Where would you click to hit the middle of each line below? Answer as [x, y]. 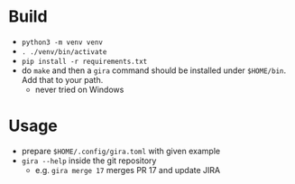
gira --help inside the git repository [89, 161]
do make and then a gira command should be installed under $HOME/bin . [153, 70]
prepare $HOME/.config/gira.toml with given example [121, 151]
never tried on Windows [79, 89]
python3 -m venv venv [62, 42]
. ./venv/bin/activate [64, 51]
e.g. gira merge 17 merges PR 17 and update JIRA [128, 170]
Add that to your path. [62, 79]
